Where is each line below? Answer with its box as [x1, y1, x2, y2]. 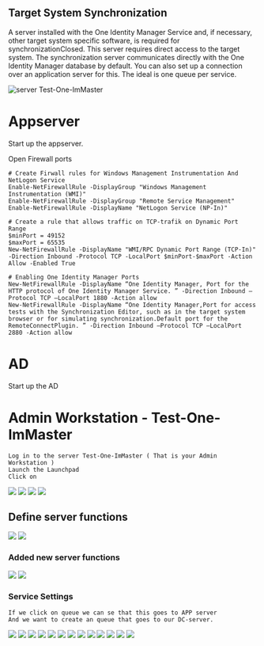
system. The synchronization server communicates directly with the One [8, 52, 245, 62]
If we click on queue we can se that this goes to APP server [8, 609, 217, 617]
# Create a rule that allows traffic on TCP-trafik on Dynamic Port [8, 218, 239, 226]
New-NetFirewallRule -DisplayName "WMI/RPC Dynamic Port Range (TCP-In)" [8, 245, 257, 253]
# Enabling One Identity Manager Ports [8, 273, 140, 281]
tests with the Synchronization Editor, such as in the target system [8, 308, 246, 316]
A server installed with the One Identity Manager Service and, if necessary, [8, 27, 253, 36]
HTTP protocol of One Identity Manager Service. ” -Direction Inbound [8, 287, 246, 295]
